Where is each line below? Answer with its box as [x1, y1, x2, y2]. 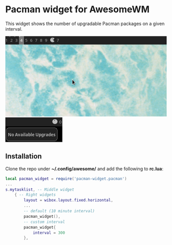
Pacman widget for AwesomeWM [5, 4, 150, 15]
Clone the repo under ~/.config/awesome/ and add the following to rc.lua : [5, 165, 164, 172]
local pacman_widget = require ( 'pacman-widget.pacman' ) [5, 176, 127, 181]
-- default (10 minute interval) [24, 209, 95, 214]
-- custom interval [24, 219, 66, 225]
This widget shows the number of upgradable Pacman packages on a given [5, 20, 165, 27]
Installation [5, 152, 42, 161]
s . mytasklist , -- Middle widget [5, 187, 74, 192]
